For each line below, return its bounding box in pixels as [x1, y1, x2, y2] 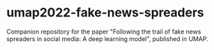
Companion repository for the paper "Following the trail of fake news [6, 27, 202, 36]
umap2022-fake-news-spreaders [6, 5, 204, 21]
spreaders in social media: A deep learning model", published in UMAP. [6, 34, 208, 42]
